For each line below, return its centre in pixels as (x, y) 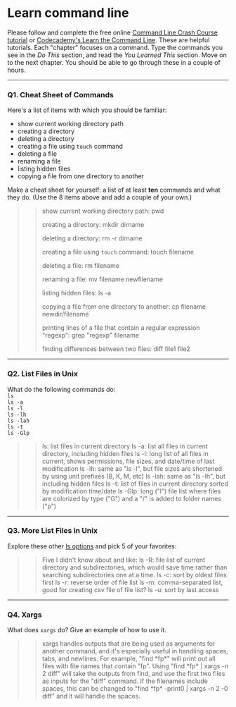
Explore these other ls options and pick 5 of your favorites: (92, 546)
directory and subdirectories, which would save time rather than (135, 567)
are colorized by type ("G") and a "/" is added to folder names (131, 498)
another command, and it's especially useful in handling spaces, (135, 651)
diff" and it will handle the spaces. (91, 696)
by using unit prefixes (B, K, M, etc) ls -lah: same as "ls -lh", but (134, 476)
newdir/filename (65, 314)
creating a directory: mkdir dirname (93, 225)
